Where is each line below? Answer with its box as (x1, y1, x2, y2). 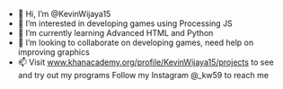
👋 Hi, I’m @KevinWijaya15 (17, 9, 111, 19)
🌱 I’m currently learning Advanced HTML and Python (17, 28, 214, 38)
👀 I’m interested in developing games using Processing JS (17, 18, 234, 29)
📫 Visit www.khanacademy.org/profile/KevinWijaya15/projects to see (17, 57, 274, 67)
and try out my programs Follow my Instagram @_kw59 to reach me (17, 70, 270, 80)
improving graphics (17, 47, 90, 58)
